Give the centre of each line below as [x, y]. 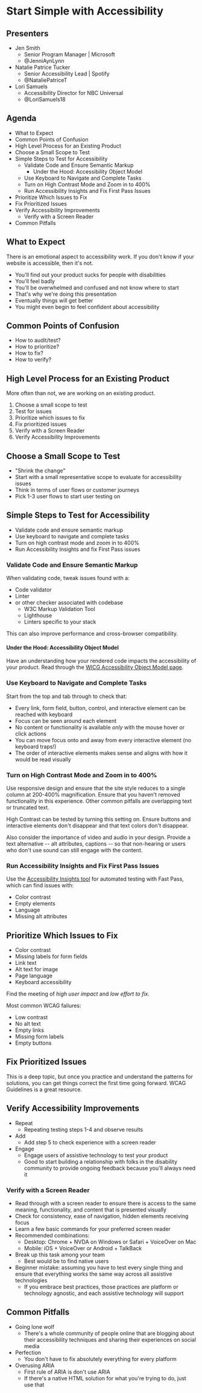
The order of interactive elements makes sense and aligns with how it [101, 753]
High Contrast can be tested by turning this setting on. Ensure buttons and [99, 819]
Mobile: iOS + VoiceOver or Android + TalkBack [83, 1248]
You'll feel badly [35, 281]
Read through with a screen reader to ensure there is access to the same [106, 1203]
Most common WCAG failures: [44, 1006]
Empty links [29, 1030]
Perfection [28, 1352]
